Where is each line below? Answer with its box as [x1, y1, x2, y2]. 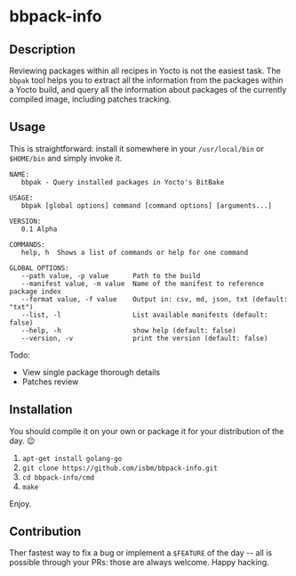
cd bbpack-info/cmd [21, 473, 95, 482]
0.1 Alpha [20, 225, 58, 234]
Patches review [21, 376, 79, 387]
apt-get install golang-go [21, 454, 123, 463]
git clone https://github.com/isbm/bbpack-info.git [21, 464, 218, 473]
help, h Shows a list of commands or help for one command [20, 248, 249, 257]
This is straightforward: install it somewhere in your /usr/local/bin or [9, 143, 264, 153]
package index [9, 287, 62, 296]
